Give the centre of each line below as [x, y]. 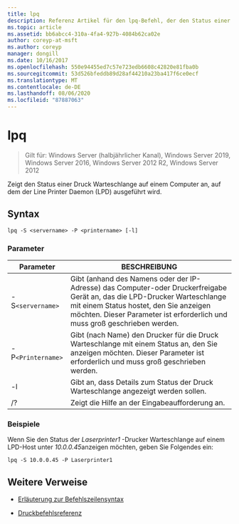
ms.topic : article [34, 27]
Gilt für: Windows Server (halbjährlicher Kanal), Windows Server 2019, [128, 155]
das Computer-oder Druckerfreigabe [165, 288]
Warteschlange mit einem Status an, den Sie [144, 344]
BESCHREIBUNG [149, 267]
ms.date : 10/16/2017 [38, 61]
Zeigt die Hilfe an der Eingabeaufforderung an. [148, 403]
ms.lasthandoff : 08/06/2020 [49, 93]
